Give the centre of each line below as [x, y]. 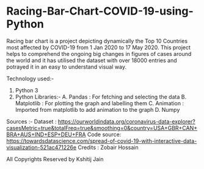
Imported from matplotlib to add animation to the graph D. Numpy [97, 109]
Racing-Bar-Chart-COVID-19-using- [100, 11]
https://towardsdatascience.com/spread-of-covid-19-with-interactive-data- [102, 140]
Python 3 [27, 90]
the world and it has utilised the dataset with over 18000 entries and [92, 60]
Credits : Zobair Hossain [108, 147]
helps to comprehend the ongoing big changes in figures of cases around [99, 53]
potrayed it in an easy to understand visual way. [67, 67]
